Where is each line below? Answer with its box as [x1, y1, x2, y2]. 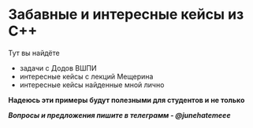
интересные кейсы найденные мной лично [19, 80, 165, 90]
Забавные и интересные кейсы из [8, 5, 244, 24]
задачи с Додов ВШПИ [19, 63, 97, 72]
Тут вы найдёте [8, 48, 61, 57]
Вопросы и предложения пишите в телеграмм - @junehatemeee [8, 110, 231, 119]
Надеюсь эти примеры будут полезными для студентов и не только [8, 95, 245, 104]
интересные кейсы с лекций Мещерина [19, 71, 154, 81]
